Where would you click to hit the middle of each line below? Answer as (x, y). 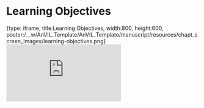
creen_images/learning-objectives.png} (56, 41)
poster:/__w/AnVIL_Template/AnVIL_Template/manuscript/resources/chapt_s (102, 34)
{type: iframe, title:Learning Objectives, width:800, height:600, (85, 28)
